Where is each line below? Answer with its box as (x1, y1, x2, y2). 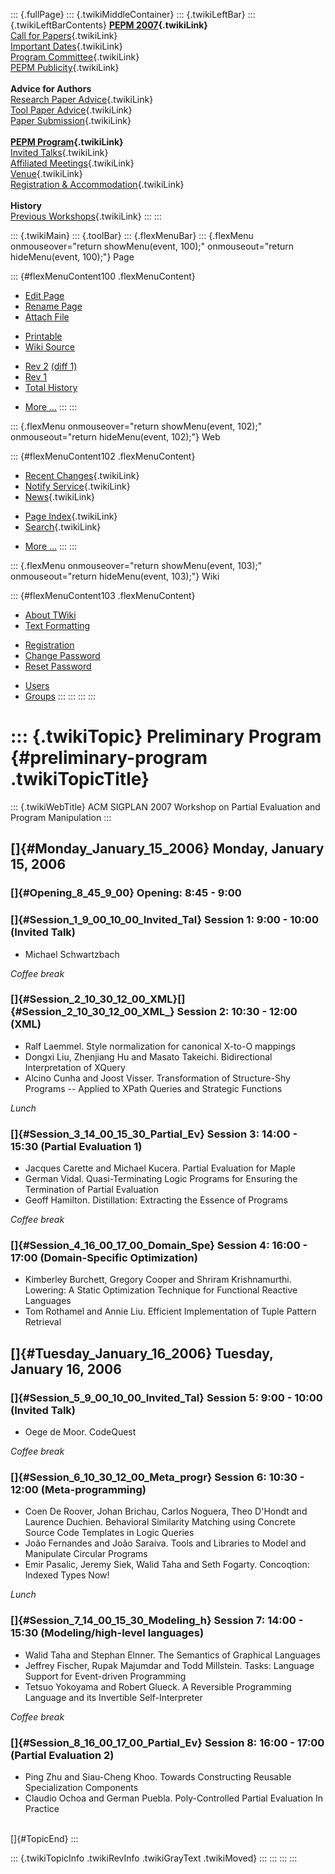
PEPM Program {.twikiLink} (10, 136, 124, 148)
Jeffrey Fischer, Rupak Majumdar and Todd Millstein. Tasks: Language (24, 1659, 315, 1671)
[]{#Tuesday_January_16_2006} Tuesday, (10, 1345, 274, 1362)
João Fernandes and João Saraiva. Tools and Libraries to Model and (24, 1537, 307, 1549)
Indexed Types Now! (24, 1569, 110, 1581)
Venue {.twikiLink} (10, 168, 83, 179)
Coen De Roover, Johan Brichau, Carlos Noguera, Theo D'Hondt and (24, 1505, 308, 1518)
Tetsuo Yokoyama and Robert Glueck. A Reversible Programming (24, 1680, 292, 1693)
